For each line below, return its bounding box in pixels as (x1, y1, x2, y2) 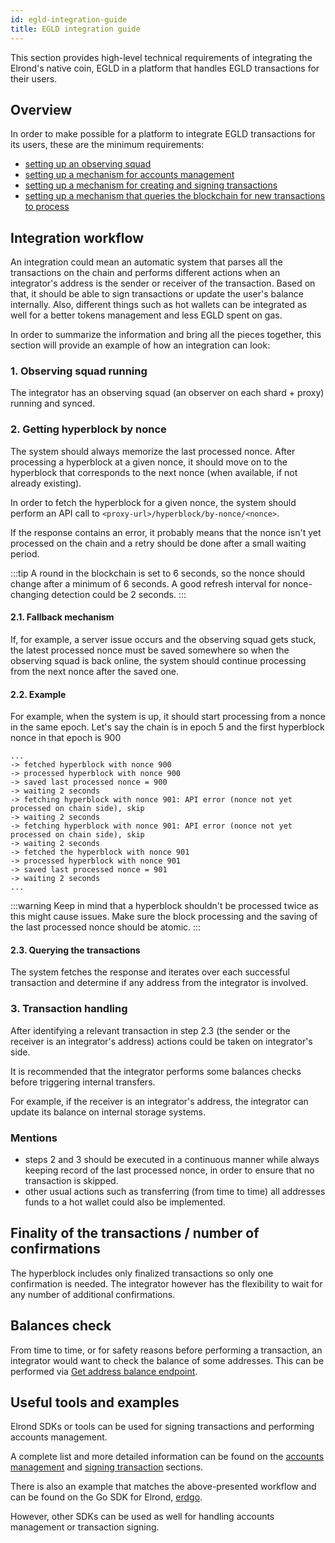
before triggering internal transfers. (10, 1076, 156, 1088)
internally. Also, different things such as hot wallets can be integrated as (10, 299, 308, 311)
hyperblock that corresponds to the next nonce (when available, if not (10, 466, 298, 478)
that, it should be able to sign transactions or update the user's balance (10, 288, 304, 300)
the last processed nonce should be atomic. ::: (10, 921, 202, 933)
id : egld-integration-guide (10, 14, 128, 25)
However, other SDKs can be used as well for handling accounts (10, 1511, 275, 1523)
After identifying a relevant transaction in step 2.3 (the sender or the (10, 1024, 291, 1036)
